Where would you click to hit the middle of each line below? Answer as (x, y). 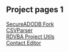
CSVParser (19, 30)
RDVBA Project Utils (30, 36)
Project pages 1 (35, 10)
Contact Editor (24, 43)
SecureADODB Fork (30, 24)
